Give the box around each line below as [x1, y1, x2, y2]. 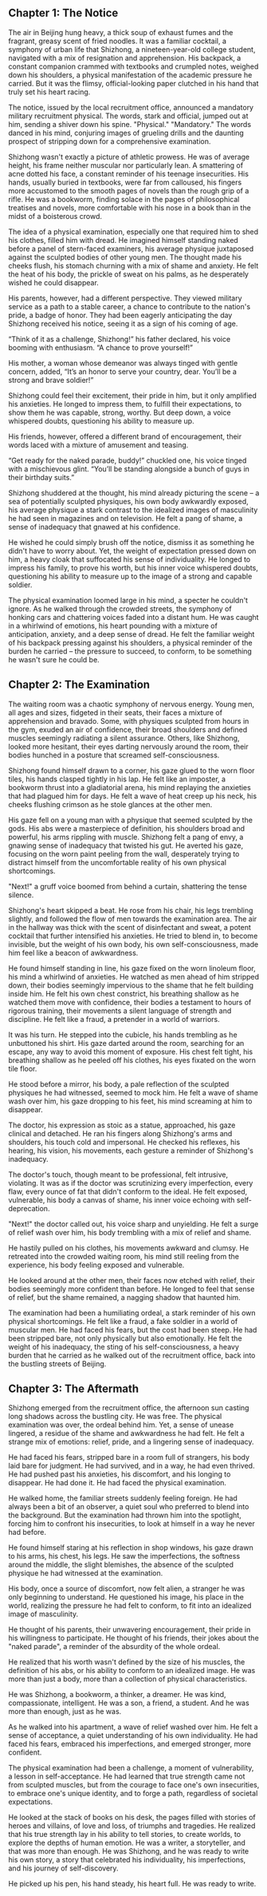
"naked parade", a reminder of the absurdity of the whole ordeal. [8, 1642, 221, 1652]
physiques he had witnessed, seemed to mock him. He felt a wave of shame [8, 1087, 259, 1097]
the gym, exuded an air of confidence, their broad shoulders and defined [8, 725, 248, 734]
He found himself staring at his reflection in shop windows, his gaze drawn [8, 1543, 253, 1552]
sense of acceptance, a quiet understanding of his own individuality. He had [8, 1731, 258, 1740]
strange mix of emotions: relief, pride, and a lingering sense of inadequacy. [8, 1437, 254, 1447]
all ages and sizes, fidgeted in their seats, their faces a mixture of [8, 707, 223, 717]
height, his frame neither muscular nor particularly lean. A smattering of [8, 160, 244, 170]
